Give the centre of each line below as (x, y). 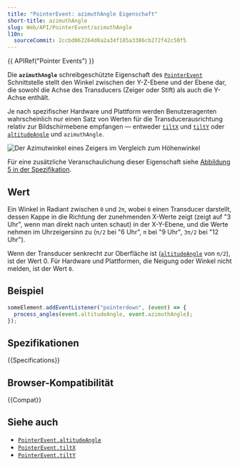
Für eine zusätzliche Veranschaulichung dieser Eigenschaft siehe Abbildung (119, 162)
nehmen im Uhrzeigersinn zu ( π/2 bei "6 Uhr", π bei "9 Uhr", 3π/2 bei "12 (113, 232)
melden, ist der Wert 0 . (41, 268)
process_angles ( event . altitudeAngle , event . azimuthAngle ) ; (103, 314)
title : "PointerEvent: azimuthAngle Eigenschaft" (83, 14)
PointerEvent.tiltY (47, 455)
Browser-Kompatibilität (61, 383)
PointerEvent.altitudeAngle (59, 440)
